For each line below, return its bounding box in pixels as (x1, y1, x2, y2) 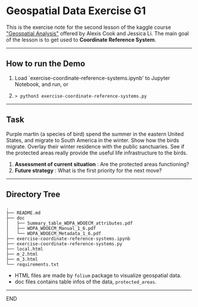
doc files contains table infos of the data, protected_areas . (14, 278, 157, 285)
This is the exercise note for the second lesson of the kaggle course (6, 24, 171, 31)
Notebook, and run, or (14, 81, 69, 88)
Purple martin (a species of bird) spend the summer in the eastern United (6, 130, 184, 137)
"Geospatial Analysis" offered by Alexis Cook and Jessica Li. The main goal (6, 29, 189, 37)
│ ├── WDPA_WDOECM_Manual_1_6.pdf (6, 226, 96, 232)
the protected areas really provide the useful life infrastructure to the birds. (6, 149, 188, 156)
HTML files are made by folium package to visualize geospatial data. (14, 272, 181, 279)
